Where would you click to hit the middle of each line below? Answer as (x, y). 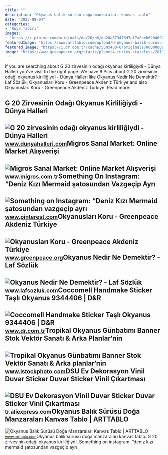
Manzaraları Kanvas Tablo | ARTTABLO (67, 420)
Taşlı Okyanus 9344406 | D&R (53, 298)
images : (13, 33)
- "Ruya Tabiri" (22, 29)
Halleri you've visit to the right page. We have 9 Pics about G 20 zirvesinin (81, 71)
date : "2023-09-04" (25, 19)
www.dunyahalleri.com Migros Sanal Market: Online (81, 144)
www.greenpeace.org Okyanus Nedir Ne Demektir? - (83, 257)
